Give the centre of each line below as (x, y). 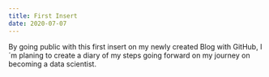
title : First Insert (43, 16)
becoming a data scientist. (53, 64)
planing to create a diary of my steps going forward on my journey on (134, 55)
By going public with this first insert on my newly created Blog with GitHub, (133, 46)
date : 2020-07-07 (38, 24)
